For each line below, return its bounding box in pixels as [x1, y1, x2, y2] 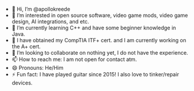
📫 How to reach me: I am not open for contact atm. [11, 56, 137, 63]
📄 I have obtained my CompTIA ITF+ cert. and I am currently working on [11, 37, 187, 43]
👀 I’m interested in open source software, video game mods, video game [11, 12, 189, 19]
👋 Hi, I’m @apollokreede [11, 6, 71, 12]
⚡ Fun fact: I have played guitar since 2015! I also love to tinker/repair [11, 71, 179, 77]
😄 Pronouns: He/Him [11, 65, 64, 71]
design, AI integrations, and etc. [11, 18, 90, 25]
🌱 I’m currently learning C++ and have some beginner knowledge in [11, 24, 176, 31]
